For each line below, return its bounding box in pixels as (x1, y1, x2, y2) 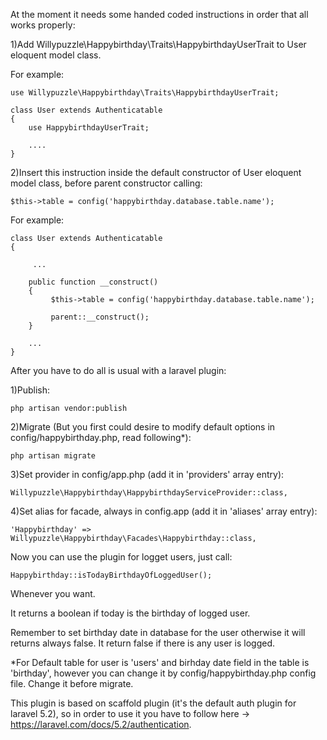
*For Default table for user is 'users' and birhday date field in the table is (10, 657, 310, 668)
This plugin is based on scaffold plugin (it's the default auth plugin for (10, 697, 297, 709)
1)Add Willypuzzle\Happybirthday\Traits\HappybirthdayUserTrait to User (10, 39, 307, 50)
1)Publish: (10, 384, 51, 396)
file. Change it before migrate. (10, 678, 134, 689)
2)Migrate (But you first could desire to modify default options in (10, 421, 276, 433)
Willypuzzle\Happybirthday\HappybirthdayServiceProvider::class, (10, 488, 288, 498)
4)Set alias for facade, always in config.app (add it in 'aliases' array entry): (10, 505, 318, 517)
